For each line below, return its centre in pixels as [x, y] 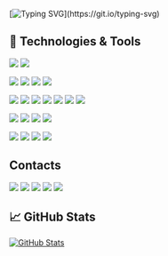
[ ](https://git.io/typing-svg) [84, 14]
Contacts [36, 166]
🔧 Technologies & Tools [75, 41]
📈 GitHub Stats [52, 217]
